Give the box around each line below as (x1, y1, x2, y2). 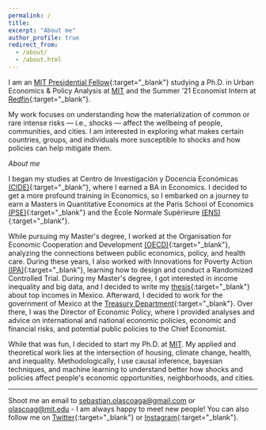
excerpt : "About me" (8, 26, 77, 34)
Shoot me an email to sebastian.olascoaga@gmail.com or (8, 395, 196, 405)
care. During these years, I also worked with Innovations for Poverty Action (8, 257, 253, 266)
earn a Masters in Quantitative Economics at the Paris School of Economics (8, 199, 254, 208)
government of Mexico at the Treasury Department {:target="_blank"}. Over (8, 299, 253, 308)
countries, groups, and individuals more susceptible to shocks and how (8, 135, 241, 144)
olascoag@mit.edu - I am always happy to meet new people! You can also (8, 404, 249, 413)
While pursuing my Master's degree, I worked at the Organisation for (8, 231, 232, 241)
